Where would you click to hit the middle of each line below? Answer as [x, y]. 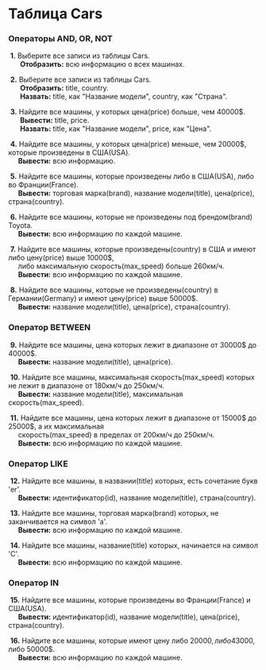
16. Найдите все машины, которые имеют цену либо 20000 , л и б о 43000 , [133, 641]
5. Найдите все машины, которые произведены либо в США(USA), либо [132, 176]
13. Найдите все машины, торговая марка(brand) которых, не [114, 514]
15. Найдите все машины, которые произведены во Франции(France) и [130, 600]
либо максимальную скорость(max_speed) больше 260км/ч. [121, 266]
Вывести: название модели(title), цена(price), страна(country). [124, 307]
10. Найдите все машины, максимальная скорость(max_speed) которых [133, 377]
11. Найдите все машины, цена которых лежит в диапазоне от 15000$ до [133, 418]
